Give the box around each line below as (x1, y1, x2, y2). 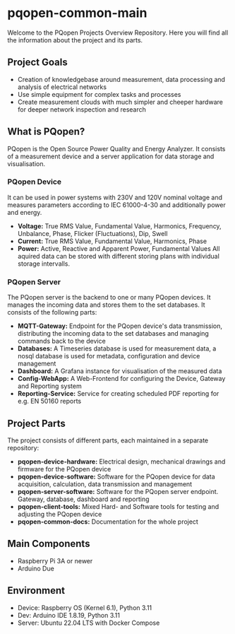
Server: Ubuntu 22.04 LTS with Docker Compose (17, 618, 160, 627)
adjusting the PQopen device (17, 510, 102, 518)
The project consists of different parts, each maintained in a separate (7, 436, 209, 445)
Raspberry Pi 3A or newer (17, 556, 93, 565)
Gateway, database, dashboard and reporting (17, 495, 150, 503)
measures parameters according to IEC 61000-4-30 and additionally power (7, 200, 226, 209)
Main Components (7, 538, 90, 550)
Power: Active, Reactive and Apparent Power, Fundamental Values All (17, 244, 220, 252)
